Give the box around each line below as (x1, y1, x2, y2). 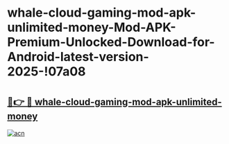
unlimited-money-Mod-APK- (7, 19, 176, 35)
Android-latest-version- (7, 49, 149, 65)
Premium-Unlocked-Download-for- (7, 35, 215, 50)
